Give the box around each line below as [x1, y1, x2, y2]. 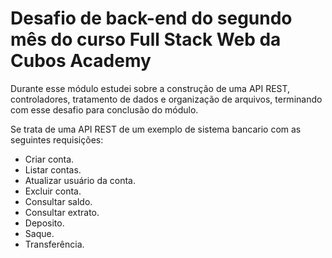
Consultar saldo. [24, 195, 93, 207]
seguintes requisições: [10, 133, 104, 146]
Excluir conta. [24, 185, 82, 197]
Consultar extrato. [24, 206, 100, 218]
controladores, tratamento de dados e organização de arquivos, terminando [10, 93, 323, 105]
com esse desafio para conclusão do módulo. [10, 103, 199, 116]
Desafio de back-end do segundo [10, 7, 293, 30]
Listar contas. [24, 163, 82, 176]
